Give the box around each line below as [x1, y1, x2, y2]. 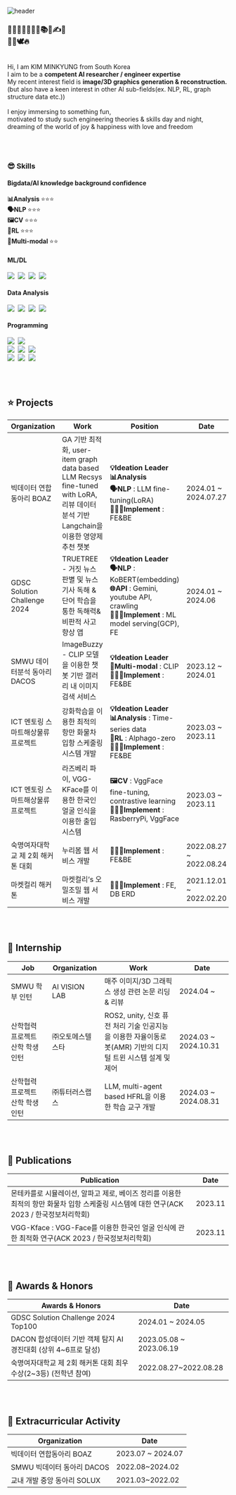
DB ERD [110, 888, 136, 898]
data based [62, 463, 100, 473]
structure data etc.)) [7, 92, 65, 101]
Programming [7, 321, 48, 330]
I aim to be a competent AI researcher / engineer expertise [7, 70, 181, 79]
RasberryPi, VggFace [110, 814, 180, 824]
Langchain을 [62, 521, 103, 531]
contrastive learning [110, 796, 176, 806]
